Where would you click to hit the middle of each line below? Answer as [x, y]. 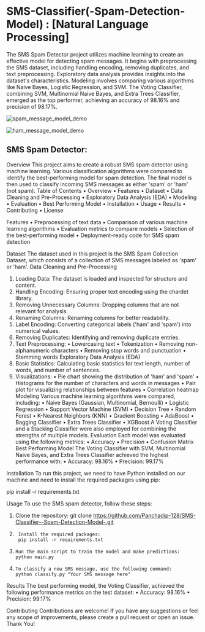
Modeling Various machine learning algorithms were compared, [95, 396]
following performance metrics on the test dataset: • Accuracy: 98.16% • [98, 592]
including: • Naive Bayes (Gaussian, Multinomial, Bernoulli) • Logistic [102, 402]
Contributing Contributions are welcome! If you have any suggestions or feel [102, 611]
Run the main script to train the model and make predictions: [98, 552]
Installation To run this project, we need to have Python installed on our [96, 473]
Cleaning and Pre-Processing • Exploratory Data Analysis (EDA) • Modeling [102, 197]
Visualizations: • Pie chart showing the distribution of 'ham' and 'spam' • [107, 376]
